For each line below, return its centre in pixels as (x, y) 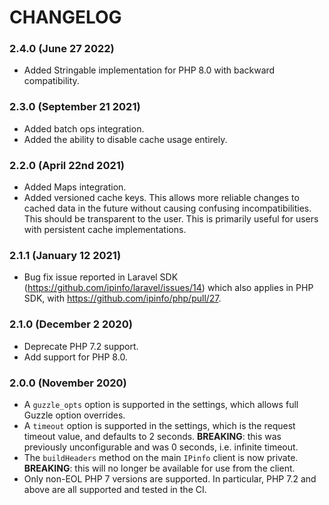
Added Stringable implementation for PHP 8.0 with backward (149, 70)
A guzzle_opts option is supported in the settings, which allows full (161, 404)
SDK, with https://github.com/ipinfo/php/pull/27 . (122, 298)
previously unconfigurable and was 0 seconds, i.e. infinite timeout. (161, 447)
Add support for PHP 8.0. (75, 357)
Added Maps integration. (75, 187)
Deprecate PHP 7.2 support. (81, 346)
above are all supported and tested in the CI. (115, 489)
